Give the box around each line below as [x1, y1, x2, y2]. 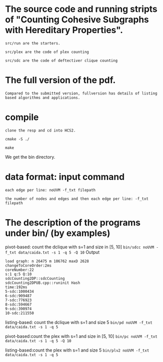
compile [5, 112, 39, 123]
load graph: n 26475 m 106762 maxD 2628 [5, 259, 90, 264]
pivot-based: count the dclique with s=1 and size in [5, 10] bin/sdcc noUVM [5, 244, 154, 250]
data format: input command [5, 172, 125, 182]
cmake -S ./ [5, 136, 30, 141]
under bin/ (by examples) [5, 227, 111, 238]
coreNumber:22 [5, 267, 34, 272]
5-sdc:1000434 [5, 289, 34, 294]
